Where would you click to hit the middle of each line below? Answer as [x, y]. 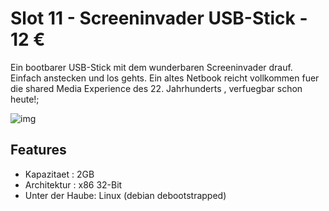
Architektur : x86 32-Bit [73, 184]
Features [38, 150]
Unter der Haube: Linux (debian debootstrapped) [125, 195]
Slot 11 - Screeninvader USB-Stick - [159, 18]
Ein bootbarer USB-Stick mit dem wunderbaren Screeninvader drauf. [151, 67]
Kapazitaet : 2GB [59, 174]
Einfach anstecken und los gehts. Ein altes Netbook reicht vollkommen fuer [165, 78]
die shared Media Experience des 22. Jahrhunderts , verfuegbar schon [156, 88]
